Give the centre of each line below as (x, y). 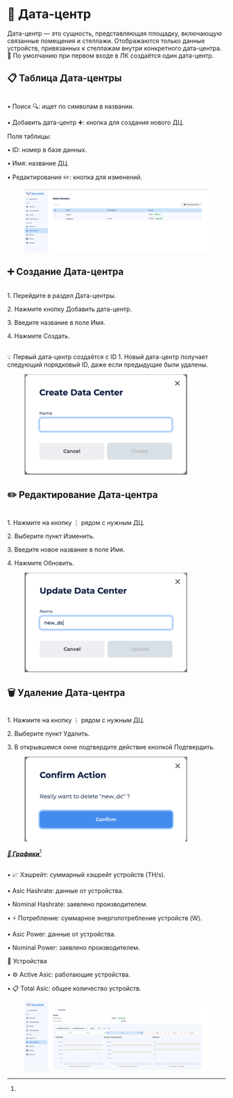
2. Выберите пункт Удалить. (49, 734)
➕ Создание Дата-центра (66, 271)
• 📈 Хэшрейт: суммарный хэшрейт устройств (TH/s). (86, 875)
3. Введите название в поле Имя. (56, 323)
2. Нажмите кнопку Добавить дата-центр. (70, 309)
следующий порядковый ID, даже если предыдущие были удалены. (107, 365)
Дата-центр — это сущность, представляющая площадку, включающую (115, 33)
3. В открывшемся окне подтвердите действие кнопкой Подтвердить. (111, 747)
